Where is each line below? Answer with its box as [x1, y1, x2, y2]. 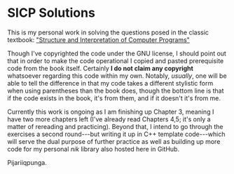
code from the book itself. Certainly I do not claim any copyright [7, 64, 194, 72]
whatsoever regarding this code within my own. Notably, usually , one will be [7, 72, 227, 80]
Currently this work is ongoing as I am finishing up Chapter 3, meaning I [7, 107, 214, 116]
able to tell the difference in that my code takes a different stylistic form [7, 79, 214, 87]
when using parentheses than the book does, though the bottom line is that [7, 86, 224, 95]
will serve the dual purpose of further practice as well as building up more [7, 137, 221, 145]
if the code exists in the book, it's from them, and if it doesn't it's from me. [7, 93, 221, 102]
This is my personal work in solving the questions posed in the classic [7, 28, 209, 36]
